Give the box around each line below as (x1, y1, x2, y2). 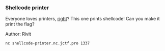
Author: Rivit (5, 31, 32, 37)
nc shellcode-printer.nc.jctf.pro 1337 (5, 41, 90, 46)
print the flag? (5, 21, 35, 27)
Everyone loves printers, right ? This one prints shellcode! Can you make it (5, 16, 160, 22)
